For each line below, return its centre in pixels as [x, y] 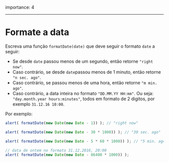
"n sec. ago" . [27, 77]
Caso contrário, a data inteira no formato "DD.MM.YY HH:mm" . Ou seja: [83, 93]
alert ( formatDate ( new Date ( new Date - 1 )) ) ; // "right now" [72, 123]
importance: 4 [20, 7]
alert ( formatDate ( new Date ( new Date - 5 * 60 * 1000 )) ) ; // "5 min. [81, 141]
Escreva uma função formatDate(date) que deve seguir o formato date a [80, 46]
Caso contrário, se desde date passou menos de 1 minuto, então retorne [87, 72]
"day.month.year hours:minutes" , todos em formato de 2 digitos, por [83, 99]
